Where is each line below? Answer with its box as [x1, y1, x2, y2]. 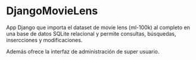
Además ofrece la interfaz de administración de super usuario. [6, 48, 160, 55]
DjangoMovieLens [6, 4, 98, 18]
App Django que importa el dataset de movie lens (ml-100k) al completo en [6, 24, 191, 31]
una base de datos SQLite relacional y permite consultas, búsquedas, [6, 30, 177, 37]
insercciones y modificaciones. [6, 36, 83, 43]
